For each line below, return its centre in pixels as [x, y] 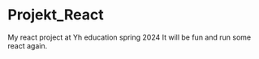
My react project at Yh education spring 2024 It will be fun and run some [129, 37]
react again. [28, 45]
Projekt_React [56, 15]
